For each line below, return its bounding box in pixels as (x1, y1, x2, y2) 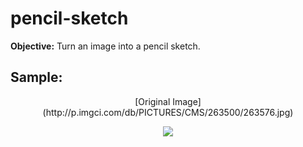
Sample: (10, 69, 63, 86)
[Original (134, 95, 171, 107)
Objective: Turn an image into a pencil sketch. (10, 40, 201, 52)
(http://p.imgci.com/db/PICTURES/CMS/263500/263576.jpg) (42, 106, 294, 118)
